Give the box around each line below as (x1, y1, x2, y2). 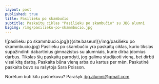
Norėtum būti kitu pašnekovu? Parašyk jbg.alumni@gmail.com (5, 74, 130, 80)
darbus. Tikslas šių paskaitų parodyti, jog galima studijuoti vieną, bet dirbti (5, 54, 155, 60)
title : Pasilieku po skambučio (5, 16, 69, 21)
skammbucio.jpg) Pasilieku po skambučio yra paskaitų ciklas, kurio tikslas (5, 44, 154, 50)
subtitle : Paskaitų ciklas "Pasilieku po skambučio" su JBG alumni (5, 20, 145, 26)
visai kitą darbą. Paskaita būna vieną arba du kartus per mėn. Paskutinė (5, 59, 149, 65)
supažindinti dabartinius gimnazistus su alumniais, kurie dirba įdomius (5, 49, 146, 55)
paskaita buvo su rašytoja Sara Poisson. (5, 64, 85, 70)
